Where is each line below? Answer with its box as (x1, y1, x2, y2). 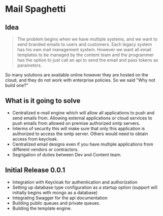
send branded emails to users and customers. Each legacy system (17, 41, 152, 47)
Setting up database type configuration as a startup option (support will (12, 184, 158, 190)
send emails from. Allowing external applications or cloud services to (12, 115, 153, 121)
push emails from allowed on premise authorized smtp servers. (12, 120, 140, 126)
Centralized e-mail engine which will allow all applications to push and (12, 109, 155, 115)
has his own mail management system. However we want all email (17, 47, 152, 52)
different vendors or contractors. (12, 146, 79, 152)
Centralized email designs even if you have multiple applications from (12, 141, 154, 147)
